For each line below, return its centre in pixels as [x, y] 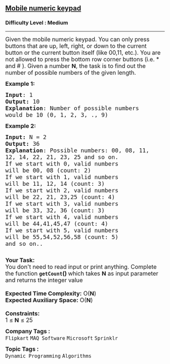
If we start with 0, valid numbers [62, 163]
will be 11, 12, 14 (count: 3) [55, 184]
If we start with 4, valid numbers [62, 217]
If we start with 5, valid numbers [62, 230]
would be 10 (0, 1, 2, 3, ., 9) [57, 115]
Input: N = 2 [26, 137]
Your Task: [20, 260]
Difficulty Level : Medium [37, 23]
